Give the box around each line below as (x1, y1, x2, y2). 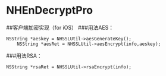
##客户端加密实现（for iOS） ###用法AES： (6, 24, 114, 31)
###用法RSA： (6, 52, 43, 59)
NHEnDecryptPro (6, 4, 93, 17)
